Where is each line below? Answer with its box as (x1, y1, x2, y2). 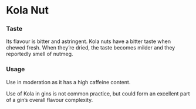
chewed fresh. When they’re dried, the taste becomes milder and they (6, 44, 175, 51)
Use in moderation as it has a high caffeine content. (6, 78, 131, 85)
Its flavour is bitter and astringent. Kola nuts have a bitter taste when (6, 38, 171, 45)
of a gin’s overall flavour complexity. (6, 96, 93, 103)
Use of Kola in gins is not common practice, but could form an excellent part (6, 90, 190, 97)
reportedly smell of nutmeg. (6, 51, 73, 58)
